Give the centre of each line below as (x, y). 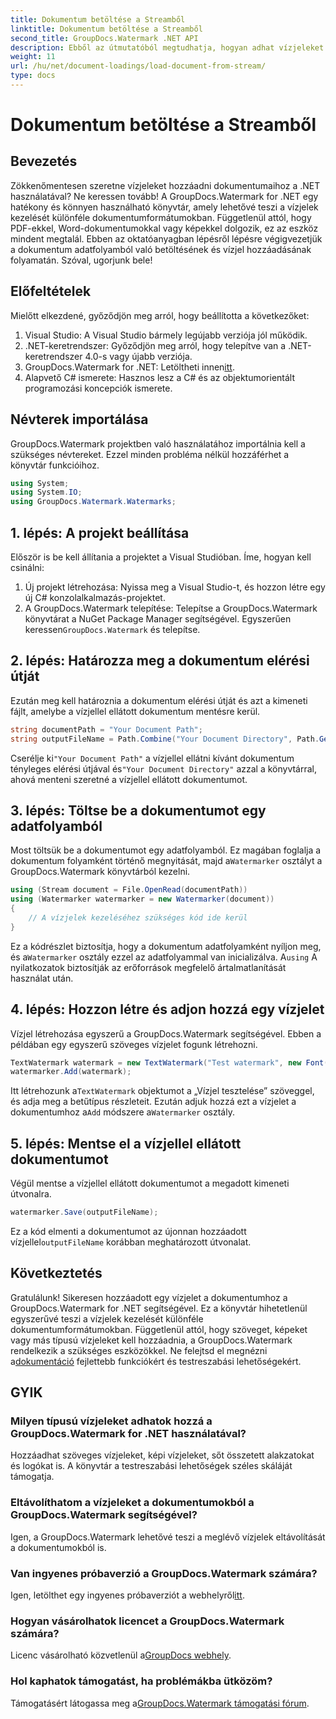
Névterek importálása (79, 419)
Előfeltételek (51, 291)
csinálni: (27, 567)
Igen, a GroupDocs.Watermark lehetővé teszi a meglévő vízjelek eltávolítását (168, 1537)
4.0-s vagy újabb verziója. (138, 356)
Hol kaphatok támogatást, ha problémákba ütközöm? (141, 1681)
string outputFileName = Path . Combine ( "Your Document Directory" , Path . (165, 739)
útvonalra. (31, 1194)
